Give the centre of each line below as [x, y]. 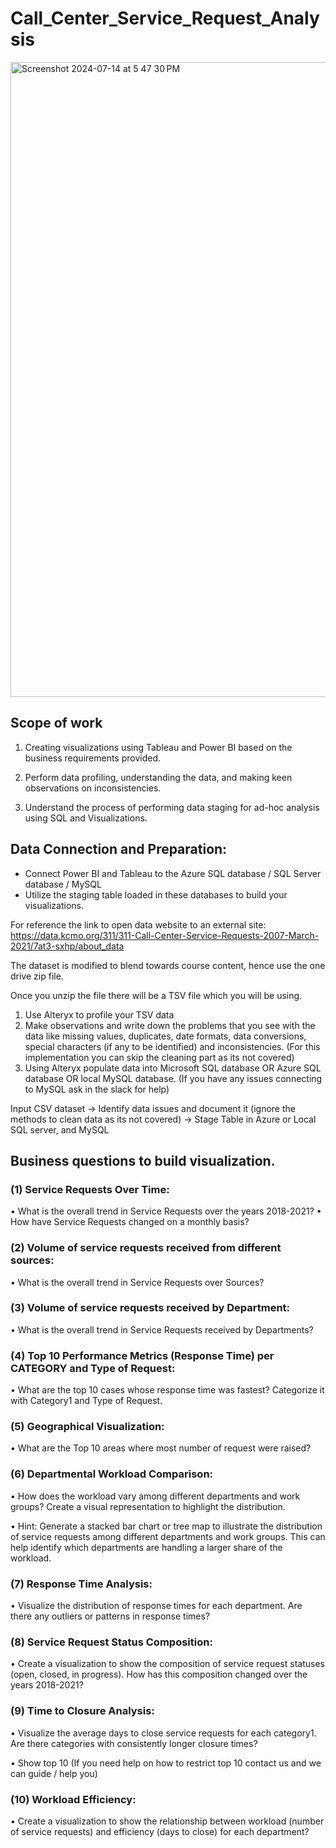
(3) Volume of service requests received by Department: [150, 1308]
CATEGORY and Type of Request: [93, 1368]
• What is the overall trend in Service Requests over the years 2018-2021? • [166, 1211]
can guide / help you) [54, 1773]
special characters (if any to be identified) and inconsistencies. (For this [172, 1046]
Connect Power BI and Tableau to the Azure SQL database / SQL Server [173, 873]
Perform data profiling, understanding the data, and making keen [158, 777]
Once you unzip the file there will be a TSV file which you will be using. [156, 995]
